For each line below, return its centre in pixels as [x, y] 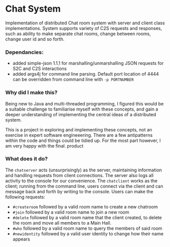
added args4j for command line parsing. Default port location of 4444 [86, 74]
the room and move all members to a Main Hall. [62, 223]
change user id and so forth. [35, 39]
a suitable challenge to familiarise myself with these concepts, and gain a [82, 109]
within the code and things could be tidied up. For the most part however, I [83, 140]
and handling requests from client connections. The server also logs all [79, 175]
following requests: [25, 197]
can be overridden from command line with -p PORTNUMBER [73, 80]
